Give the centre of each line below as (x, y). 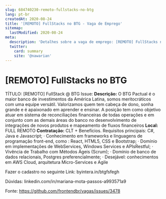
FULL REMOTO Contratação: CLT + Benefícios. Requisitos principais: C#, (80, 131)
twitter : (19, 47)
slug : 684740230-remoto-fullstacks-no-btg (49, 10)
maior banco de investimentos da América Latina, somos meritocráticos (78, 99)
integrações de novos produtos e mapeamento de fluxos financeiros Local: (82, 125)
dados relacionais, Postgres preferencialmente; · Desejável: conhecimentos (82, 157)
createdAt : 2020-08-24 (28, 19)
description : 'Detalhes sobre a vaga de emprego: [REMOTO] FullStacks (84, 42)
